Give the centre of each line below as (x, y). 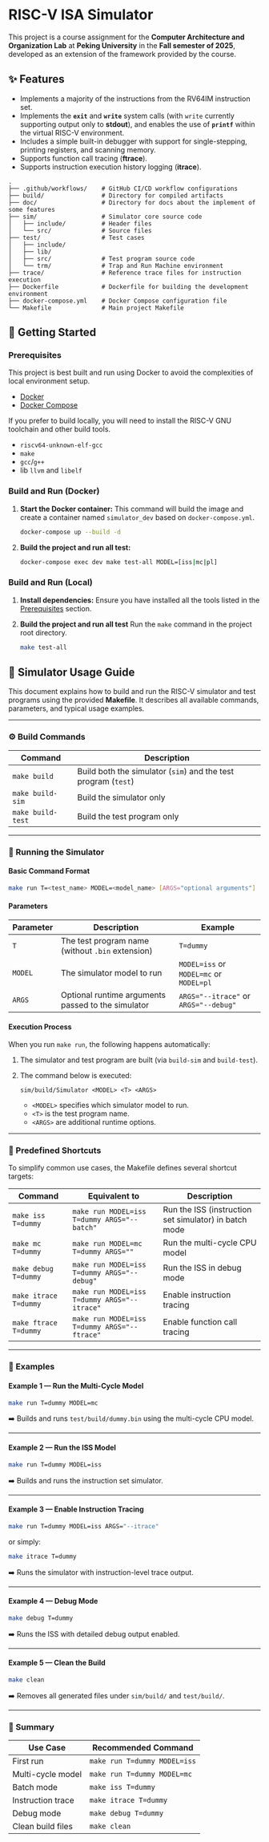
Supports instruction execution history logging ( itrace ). (110, 167)
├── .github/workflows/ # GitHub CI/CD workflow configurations (123, 189)
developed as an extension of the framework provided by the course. (122, 54)
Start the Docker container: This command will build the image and (132, 509)
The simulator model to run (111, 972)
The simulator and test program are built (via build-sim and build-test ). (139, 1060)
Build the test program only (128, 816)
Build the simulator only (121, 797)
